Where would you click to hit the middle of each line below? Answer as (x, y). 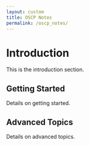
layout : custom (25, 12)
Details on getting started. (38, 103)
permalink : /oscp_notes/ (37, 23)
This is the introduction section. (45, 69)
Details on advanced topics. (40, 136)
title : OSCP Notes (29, 17)
